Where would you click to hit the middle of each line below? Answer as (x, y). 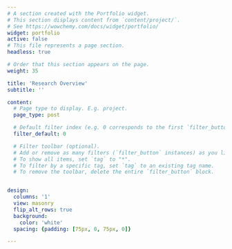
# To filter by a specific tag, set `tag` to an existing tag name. (114, 166)
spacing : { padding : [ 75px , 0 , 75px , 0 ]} (72, 229)
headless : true (29, 52)
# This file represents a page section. (66, 46)
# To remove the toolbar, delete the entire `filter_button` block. (114, 172)
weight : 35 (23, 71)
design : (18, 190)
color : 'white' (41, 222)
